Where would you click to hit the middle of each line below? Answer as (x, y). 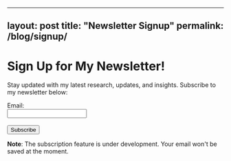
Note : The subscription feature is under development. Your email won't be (112, 144)
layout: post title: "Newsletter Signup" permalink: (115, 26)
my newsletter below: (37, 92)
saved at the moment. (38, 151)
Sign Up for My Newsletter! (86, 66)
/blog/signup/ (37, 37)
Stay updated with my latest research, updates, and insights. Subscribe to (112, 85)
